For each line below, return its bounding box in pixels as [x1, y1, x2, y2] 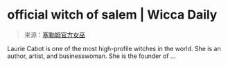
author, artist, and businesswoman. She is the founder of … [7, 52, 176, 60]
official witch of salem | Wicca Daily [7, 7, 218, 23]
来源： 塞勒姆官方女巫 [24, 30, 85, 39]
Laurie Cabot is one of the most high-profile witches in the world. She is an [7, 44, 221, 52]
